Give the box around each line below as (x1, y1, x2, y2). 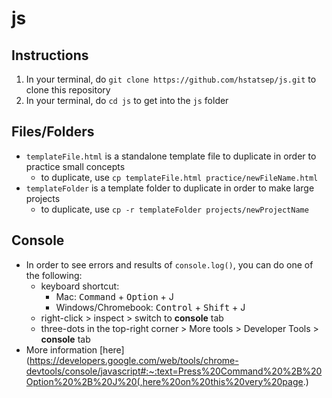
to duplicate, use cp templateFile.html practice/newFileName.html (40, 171, 319, 183)
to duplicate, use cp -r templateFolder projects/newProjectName (40, 203, 309, 215)
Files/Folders (11, 123, 95, 141)
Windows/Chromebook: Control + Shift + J (55, 301, 246, 313)
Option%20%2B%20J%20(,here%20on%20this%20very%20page (25, 375, 304, 387)
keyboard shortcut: (40, 280, 120, 292)
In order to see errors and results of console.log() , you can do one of (25, 258, 314, 271)
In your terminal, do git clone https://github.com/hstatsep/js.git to (25, 73, 317, 85)
